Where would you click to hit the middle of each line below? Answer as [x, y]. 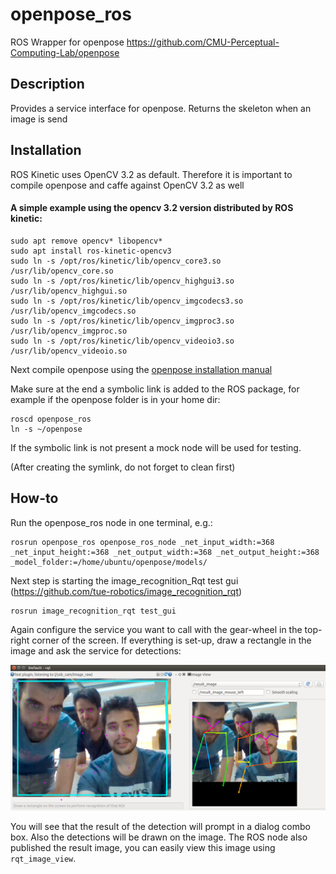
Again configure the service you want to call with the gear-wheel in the [156, 629]
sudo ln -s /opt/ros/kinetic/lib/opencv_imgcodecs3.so [127, 301]
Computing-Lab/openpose [65, 52]
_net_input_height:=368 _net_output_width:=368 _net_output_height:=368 [165, 552]
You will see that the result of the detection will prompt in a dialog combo [160, 826]
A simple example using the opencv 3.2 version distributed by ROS [152, 208]
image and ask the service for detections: [96, 650]
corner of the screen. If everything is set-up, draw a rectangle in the [171, 640]
